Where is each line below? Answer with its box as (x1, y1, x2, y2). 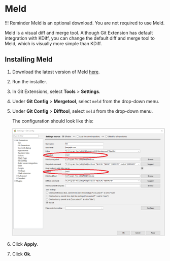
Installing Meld (5, 55, 53, 64)
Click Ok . (12, 251, 31, 257)
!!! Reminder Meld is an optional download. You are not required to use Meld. (5, 20, 165, 26)
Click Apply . (12, 241, 39, 247)
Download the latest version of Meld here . (12, 69, 100, 75)
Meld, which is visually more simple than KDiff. (5, 40, 103, 46)
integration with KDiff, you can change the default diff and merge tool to (5, 35, 155, 41)
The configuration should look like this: (12, 118, 93, 124)
